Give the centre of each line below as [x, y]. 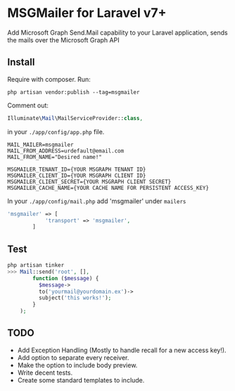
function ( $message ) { [66, 278]
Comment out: [28, 105]
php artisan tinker [36, 265]
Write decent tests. [45, 373]
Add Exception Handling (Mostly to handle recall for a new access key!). [122, 350]
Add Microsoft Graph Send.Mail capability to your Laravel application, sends [118, 32]
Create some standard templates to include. [81, 380]
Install [21, 62]
